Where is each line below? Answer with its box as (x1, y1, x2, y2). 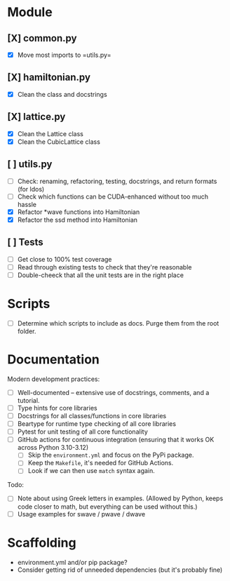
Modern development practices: (7, 375, 100, 383)
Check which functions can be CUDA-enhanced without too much (17, 192, 209, 201)
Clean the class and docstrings (17, 90, 107, 98)
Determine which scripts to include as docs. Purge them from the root (17, 319, 219, 327)
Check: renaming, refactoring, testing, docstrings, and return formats (17, 177, 217, 185)
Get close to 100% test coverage (17, 255, 112, 263)
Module (7, 4, 53, 20)
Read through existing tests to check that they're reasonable (17, 262, 192, 271)
